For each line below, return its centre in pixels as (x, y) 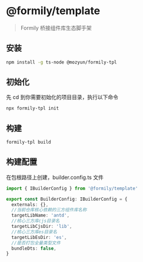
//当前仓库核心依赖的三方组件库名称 (49, 210)
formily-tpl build (29, 142)
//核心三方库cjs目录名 (36, 221)
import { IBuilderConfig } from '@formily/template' (72, 188)
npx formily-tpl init (33, 108)
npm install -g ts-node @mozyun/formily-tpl (61, 62)
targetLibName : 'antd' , (40, 215)
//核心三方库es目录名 (34, 232)
